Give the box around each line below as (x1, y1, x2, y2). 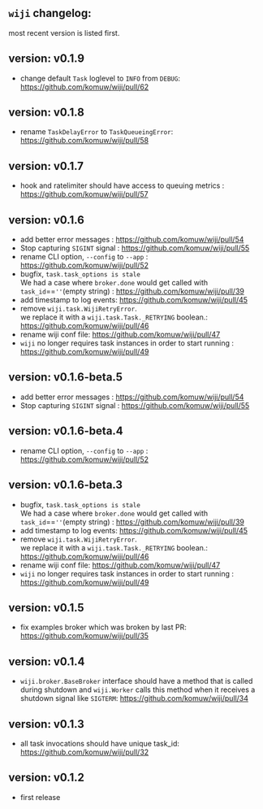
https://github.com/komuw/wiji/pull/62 (19, 81, 149, 92)
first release (19, 792, 61, 802)
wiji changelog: (8, 7, 92, 20)
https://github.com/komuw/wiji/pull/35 (19, 631, 149, 641)
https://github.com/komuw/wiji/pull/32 (19, 747, 149, 757)
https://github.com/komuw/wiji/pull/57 (19, 189, 149, 199)
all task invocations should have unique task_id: (19, 738, 180, 748)
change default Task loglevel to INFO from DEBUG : (19, 73, 181, 83)
